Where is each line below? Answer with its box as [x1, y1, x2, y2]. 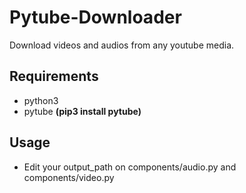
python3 [23, 94, 59, 106]
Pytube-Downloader [9, 6, 182, 29]
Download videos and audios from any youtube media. [9, 39, 235, 51]
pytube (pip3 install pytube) [23, 105, 142, 117]
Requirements [9, 68, 99, 85]
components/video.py [23, 171, 115, 183]
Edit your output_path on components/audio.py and [23, 161, 237, 173]
